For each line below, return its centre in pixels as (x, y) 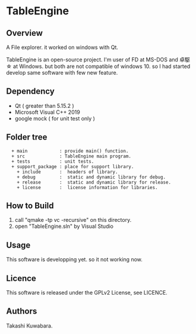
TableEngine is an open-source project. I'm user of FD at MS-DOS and (92, 60)
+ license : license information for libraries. (88, 187)
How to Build (30, 206)
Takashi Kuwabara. (29, 326)
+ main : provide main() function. (70, 151)
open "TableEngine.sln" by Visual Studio (64, 226)
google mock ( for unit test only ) (55, 118)
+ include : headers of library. (67, 172)
